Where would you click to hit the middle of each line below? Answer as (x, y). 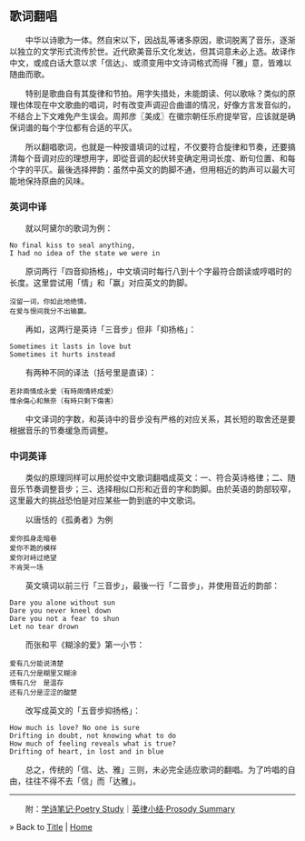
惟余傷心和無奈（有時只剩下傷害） (64, 401)
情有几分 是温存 (37, 683)
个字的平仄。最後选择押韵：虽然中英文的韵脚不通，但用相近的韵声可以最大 (148, 169)
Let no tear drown (44, 627)
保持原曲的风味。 (57, 181)
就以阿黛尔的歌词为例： (69, 228)
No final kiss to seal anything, (73, 245)
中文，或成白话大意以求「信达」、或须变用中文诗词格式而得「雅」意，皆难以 (151, 63)
